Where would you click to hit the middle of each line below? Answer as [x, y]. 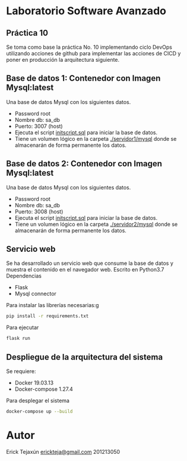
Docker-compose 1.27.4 [44, 389]
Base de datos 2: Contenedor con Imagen [84, 164]
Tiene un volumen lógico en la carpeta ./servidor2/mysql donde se [96, 224]
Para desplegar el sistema [38, 400]
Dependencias [24, 276]
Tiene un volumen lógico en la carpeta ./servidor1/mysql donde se [96, 138]
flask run [18, 339]
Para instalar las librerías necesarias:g [53, 305]
